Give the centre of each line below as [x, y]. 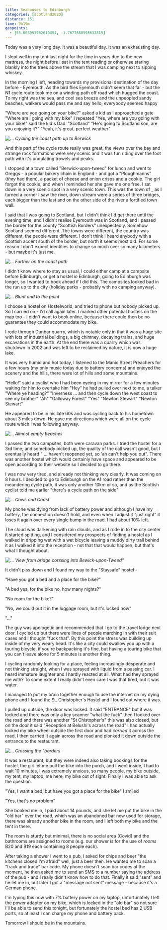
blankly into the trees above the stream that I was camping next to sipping [81, 67]
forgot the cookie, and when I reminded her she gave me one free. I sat [78, 184]
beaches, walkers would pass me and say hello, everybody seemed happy [81, 103]
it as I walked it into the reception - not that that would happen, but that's [80, 545]
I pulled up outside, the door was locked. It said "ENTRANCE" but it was [79, 709]
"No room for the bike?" [29, 599]
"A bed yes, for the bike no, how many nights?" [53, 589]
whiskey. [14, 72]
